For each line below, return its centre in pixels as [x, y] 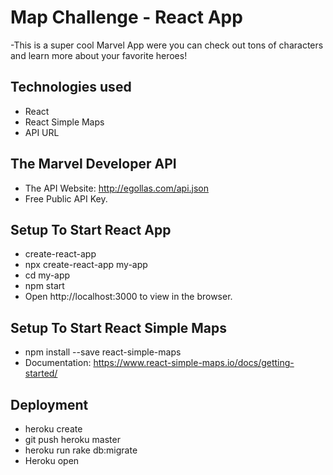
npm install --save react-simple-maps [103, 352]
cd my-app [47, 275]
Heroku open [52, 460]
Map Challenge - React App [126, 17]
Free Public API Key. [66, 198]
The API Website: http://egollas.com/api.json [117, 188]
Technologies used [71, 87]
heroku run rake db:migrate [81, 450]
